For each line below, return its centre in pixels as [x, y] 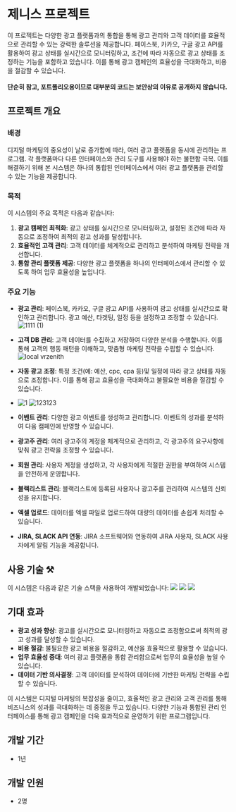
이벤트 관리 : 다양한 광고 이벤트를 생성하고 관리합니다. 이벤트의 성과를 [111, 417]
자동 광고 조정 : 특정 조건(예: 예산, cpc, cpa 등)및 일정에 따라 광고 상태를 [115, 371]
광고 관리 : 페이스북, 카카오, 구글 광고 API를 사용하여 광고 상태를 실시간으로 [119, 309]
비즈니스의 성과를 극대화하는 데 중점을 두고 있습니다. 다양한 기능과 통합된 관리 [113, 707]
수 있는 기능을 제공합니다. [42, 176]
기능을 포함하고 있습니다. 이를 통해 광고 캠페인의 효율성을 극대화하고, [120, 61]
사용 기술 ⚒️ [31, 569]
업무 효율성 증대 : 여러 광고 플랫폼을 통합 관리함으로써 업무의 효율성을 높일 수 [121, 657]
